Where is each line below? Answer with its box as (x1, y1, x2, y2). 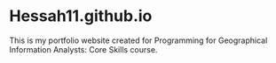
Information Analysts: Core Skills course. (9, 44, 158, 54)
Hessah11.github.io (9, 6, 153, 26)
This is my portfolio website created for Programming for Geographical (9, 35, 268, 45)
